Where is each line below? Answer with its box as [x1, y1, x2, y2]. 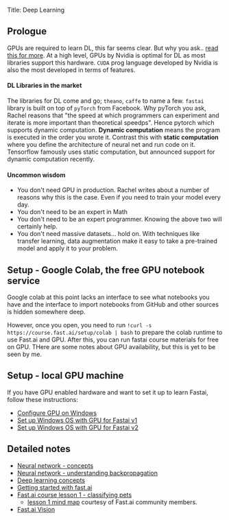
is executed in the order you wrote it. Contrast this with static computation [7, 133, 219, 141]
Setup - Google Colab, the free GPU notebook [7, 264, 205, 276]
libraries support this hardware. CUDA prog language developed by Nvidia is [7, 58, 218, 67]
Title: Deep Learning [7, 6, 65, 14]
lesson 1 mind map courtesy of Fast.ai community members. [27, 497, 197, 506]
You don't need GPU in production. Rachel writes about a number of [16, 186, 210, 194]
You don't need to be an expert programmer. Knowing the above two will [16, 215, 223, 224]
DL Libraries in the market [7, 82, 82, 90]
